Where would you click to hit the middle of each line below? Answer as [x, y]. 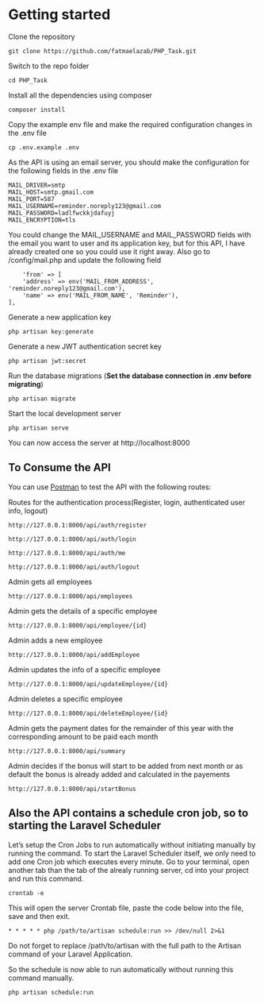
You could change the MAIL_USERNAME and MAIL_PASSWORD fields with [130, 234]
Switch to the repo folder [49, 66]
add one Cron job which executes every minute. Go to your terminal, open [129, 861]
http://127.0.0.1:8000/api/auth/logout [74, 567]
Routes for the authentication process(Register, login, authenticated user [127, 502]
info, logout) [28, 511]
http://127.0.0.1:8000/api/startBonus [72, 789]
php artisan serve [38, 428]
